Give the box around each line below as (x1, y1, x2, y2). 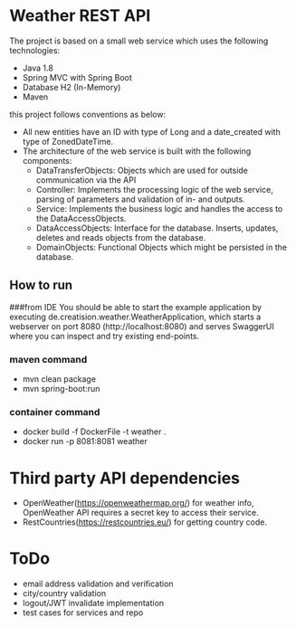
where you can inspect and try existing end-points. (9, 330, 200, 341)
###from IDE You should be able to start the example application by (9, 301, 263, 312)
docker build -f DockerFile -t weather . (22, 426, 167, 437)
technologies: (9, 44, 61, 55)
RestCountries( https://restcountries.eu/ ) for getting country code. (22, 517, 267, 527)
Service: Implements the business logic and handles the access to (35, 203, 283, 214)
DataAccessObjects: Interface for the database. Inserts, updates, (35, 223, 279, 233)
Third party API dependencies (9, 468, 241, 489)
